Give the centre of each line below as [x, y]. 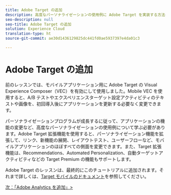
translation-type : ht [28, 34]
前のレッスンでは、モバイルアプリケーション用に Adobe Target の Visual [81, 85]
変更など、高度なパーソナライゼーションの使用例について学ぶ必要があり [90, 127]
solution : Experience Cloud [35, 29]
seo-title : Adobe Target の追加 [38, 24]
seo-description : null [29, 19]
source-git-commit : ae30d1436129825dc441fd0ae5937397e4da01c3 [73, 39]
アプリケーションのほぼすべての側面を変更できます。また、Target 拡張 [88, 146]
